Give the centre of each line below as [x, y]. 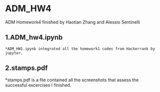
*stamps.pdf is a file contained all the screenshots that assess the [72, 80]
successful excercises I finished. [38, 85]
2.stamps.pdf [26, 68]
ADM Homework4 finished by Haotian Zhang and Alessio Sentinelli [73, 22]
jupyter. [14, 53]
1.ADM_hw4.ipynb [34, 37]
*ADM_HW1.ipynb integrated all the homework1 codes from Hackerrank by [80, 49]
